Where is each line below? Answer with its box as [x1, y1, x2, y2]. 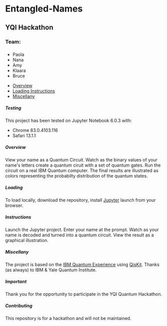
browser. [5, 202, 24, 209]
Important [5, 278, 27, 284]
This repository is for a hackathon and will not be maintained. [5, 315, 131, 321]
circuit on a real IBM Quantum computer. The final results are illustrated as [5, 168, 159, 174]
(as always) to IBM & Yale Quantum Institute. [5, 267, 97, 273]
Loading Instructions [12, 88, 55, 94]
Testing [5, 105, 22, 111]
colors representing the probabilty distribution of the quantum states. [5, 173, 148, 179]
